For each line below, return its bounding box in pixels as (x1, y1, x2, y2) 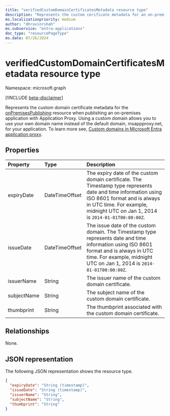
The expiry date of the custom (87, 169, 158, 176)
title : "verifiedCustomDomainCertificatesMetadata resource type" (5, 7, 148, 13)
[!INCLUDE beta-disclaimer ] (5, 95, 63, 101)
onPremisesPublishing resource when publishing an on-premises (5, 110, 141, 116)
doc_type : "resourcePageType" (5, 31, 69, 36)
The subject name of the (87, 289, 145, 296)
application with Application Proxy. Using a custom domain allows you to (5, 115, 156, 121)
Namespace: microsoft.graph (5, 84, 66, 91)
